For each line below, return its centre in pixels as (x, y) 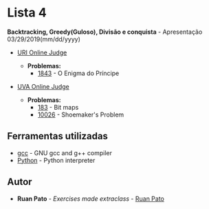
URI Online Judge (42, 52)
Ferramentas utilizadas (58, 136)
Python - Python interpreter (56, 160)
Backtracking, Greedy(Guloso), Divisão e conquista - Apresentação (105, 32)
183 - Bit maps (58, 107)
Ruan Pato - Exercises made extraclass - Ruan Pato (91, 199)
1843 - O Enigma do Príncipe (78, 73)
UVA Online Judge (43, 86)
